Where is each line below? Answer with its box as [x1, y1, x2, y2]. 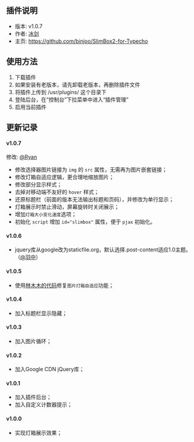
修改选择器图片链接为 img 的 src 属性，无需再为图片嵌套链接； [14, 166, 168, 173]
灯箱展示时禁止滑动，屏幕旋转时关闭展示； [14, 203, 120, 210]
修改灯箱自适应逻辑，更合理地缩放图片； [14, 173, 114, 180]
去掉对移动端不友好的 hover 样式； [14, 188, 99, 195]
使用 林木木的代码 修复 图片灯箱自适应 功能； [14, 282, 114, 289]
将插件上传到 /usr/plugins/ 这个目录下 [14, 88, 107, 95]
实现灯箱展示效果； [14, 429, 62, 436]
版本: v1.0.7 [14, 23, 43, 30]
